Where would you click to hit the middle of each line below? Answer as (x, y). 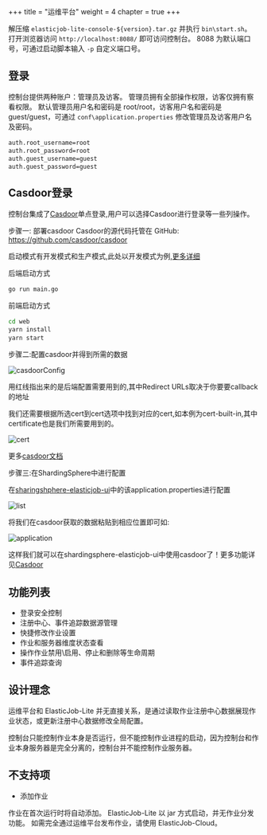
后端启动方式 (29, 272)
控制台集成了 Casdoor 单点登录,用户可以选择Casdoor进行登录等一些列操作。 (131, 214)
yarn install (30, 330)
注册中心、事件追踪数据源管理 (68, 622)
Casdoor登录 (41, 193)
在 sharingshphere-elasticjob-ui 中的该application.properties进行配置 (119, 490)
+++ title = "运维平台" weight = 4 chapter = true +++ (95, 12)
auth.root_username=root (49, 143)
